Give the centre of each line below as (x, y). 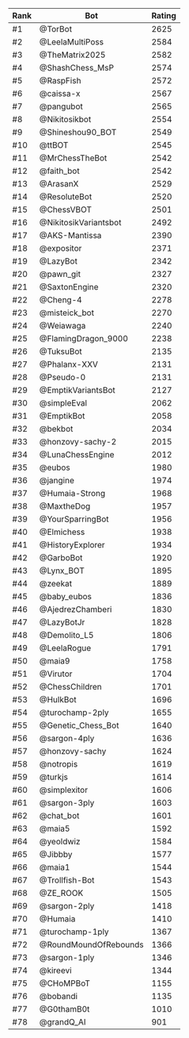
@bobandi (58, 996)
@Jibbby (56, 854)
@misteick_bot (67, 313)
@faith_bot (60, 171)
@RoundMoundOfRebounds (91, 945)
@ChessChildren (71, 687)
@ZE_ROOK (61, 893)
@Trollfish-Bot (67, 880)
